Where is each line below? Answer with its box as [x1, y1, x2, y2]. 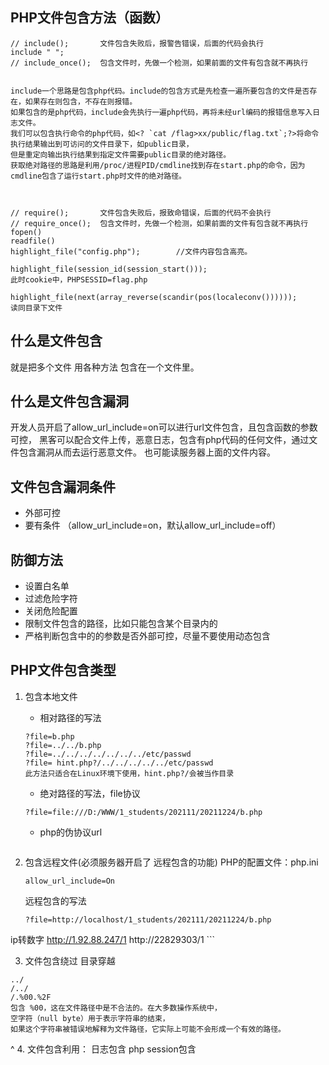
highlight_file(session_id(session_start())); [10, 264, 208, 274]
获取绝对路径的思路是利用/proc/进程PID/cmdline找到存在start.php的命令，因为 [10, 160, 306, 170]
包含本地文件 [24, 690, 78, 702]
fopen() [10, 227, 43, 237]
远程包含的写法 [24, 894, 87, 907]
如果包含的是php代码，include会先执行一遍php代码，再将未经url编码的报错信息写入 [10, 107, 313, 117]
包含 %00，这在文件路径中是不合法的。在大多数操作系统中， [10, 1003, 222, 1013]
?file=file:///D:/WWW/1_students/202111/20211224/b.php [24, 807, 263, 817]
